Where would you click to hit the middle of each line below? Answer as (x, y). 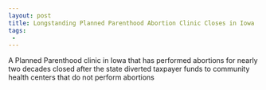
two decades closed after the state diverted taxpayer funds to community (129, 69)
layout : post (30, 16)
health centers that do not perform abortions (82, 77)
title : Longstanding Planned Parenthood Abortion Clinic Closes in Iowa (131, 23)
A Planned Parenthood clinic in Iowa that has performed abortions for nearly (133, 61)
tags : (17, 30)
